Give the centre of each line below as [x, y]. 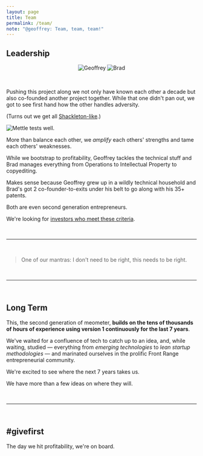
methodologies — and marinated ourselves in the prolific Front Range [93, 353]
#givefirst [25, 431]
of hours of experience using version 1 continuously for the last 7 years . [98, 329]
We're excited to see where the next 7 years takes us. [73, 372]
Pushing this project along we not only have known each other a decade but [101, 92]
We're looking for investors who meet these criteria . [71, 219]
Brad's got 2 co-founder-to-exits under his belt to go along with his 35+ [96, 189]
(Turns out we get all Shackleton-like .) [54, 116]
